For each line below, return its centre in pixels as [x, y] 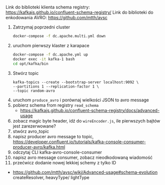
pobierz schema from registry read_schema [56, 105]
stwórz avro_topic [31, 131]
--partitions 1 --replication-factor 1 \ [56, 86]
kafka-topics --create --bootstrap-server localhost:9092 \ [76, 82]
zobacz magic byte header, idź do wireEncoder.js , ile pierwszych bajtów [86, 121]
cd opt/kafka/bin [31, 63]
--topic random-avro [34, 91]
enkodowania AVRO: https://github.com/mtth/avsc [57, 17]
